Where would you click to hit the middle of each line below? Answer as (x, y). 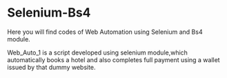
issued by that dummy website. (51, 67)
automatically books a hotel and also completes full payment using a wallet (113, 59)
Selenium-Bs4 (49, 13)
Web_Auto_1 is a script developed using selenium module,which (98, 52)
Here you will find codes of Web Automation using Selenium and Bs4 (105, 32)
